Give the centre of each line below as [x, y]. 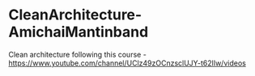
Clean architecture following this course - [78, 54]
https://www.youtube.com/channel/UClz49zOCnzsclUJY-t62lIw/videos [127, 63]
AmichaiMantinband [79, 32]
